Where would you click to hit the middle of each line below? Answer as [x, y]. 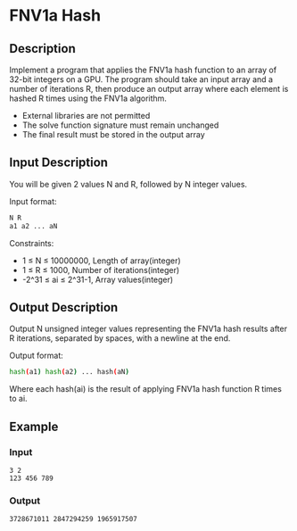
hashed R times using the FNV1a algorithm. [88, 98]
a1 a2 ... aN [33, 226]
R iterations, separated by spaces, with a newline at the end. [120, 338]
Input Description [59, 163]
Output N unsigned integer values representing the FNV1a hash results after [148, 329]
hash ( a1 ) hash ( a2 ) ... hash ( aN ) [69, 372]
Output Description [64, 307]
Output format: [37, 356]
